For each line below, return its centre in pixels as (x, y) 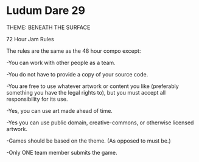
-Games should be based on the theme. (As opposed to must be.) (89, 141)
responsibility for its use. (37, 99)
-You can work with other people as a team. (61, 62)
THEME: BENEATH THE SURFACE (48, 27)
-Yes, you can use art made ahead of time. (59, 110)
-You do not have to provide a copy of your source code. (77, 74)
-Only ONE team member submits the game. (62, 152)
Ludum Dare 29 (46, 11)
